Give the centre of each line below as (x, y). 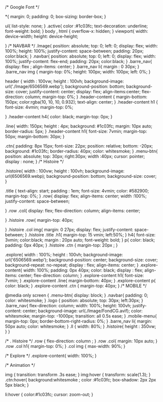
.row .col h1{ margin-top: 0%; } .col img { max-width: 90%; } (65, 346)
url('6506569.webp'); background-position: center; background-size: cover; (81, 260)
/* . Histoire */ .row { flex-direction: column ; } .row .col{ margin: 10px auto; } (81, 341)
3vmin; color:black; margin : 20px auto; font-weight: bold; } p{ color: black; (80, 240)
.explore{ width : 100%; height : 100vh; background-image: (64, 254)
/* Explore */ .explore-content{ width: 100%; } (51, 356)
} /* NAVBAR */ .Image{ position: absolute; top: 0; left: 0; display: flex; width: (81, 46)
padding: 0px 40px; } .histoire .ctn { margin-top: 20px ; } (62, 245)
